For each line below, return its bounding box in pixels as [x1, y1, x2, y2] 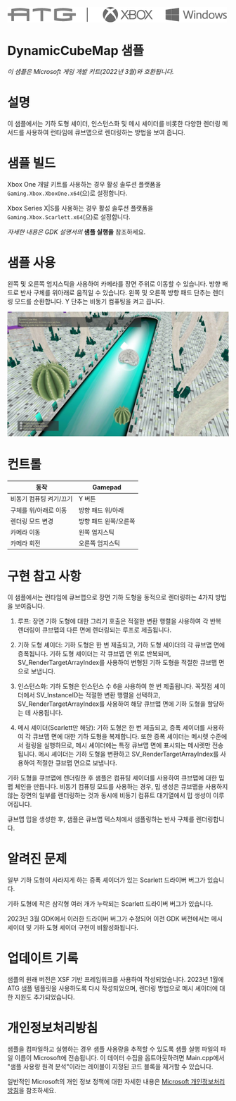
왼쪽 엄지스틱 [78, 528, 114, 537]
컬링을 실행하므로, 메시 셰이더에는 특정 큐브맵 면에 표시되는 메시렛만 [25, 740, 211, 749]
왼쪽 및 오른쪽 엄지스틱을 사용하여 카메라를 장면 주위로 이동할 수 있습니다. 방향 [7, 279, 221, 288]
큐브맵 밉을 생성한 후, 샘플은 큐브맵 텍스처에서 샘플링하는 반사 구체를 [7, 814, 195, 823]
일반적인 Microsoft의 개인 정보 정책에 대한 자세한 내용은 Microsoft [7, 1077, 190, 1086]
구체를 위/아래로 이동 [10, 506, 67, 514]
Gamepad [92, 483, 122, 491]
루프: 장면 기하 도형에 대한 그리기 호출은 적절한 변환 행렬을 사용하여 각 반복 [17, 616, 222, 625]
